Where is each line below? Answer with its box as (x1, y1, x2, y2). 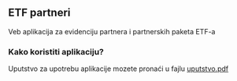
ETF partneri (8, 6, 71, 19)
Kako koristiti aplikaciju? (8, 46, 104, 57)
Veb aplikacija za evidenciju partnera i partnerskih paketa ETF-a (8, 26, 216, 36)
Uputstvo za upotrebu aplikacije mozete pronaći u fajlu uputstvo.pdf (8, 64, 229, 73)
